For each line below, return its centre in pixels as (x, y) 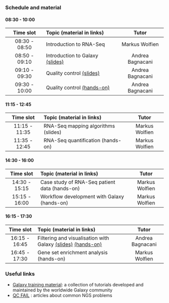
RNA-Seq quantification (72, 141)
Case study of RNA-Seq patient (78, 182)
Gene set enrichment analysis (73, 252)
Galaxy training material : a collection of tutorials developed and (78, 285)
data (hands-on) (60, 188)
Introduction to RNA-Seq (75, 44)
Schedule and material (33, 8)
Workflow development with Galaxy (82, 196)
